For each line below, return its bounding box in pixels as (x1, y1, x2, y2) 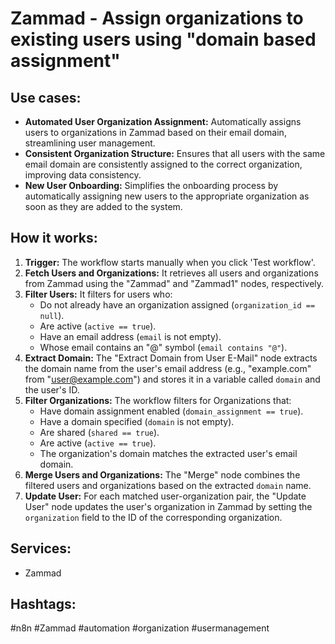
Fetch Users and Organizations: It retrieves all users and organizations (24, 267, 319, 279)
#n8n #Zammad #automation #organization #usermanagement (10, 622, 270, 634)
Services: (10, 540, 72, 557)
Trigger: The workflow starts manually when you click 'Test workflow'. (24, 256, 316, 268)
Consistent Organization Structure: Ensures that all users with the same (24, 148, 326, 159)
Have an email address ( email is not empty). (39, 330, 222, 342)
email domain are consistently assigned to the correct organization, (24, 158, 303, 170)
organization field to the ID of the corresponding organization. (24, 511, 283, 523)
